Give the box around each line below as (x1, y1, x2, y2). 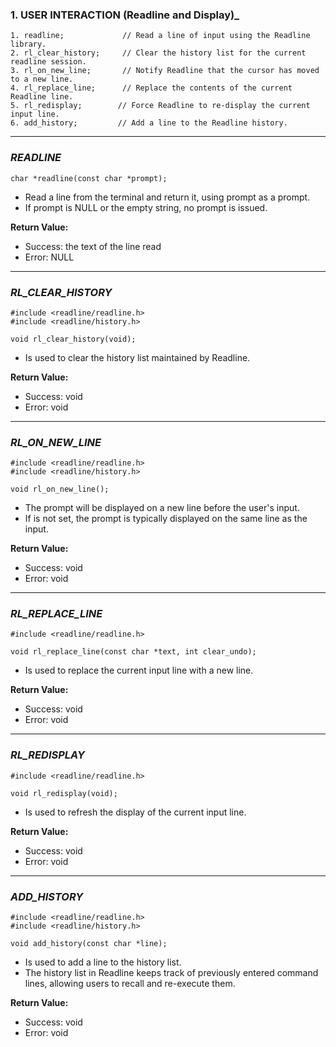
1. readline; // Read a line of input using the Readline (10, 31, 311, 41)
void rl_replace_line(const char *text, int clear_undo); (10, 647, 257, 657)
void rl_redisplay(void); (10, 788, 118, 798)
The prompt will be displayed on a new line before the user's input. (24, 502, 300, 514)
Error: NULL (24, 251, 75, 263)
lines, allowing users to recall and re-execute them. (24, 978, 236, 990)
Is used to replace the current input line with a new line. (24, 664, 254, 677)
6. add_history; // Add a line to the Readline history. (10, 118, 288, 128)
